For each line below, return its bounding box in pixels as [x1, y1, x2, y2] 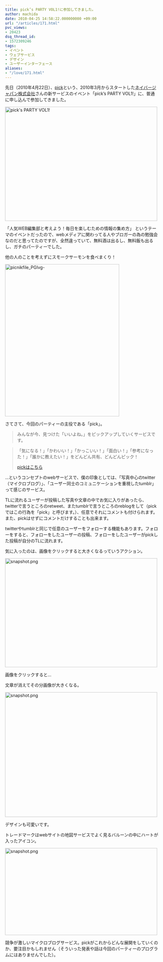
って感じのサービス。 [5, 487, 48, 492]
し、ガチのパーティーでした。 [5, 244, 65, 249]
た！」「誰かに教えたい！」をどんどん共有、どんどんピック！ [17, 453, 139, 459]
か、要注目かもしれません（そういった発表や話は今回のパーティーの [5, 945, 141, 951]
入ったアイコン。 [5, 838, 39, 844]
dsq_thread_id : [5, 35, 36, 39]
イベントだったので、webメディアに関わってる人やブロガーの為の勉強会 [13, 231, 158, 237]
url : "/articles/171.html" [5, 20, 60, 26]
